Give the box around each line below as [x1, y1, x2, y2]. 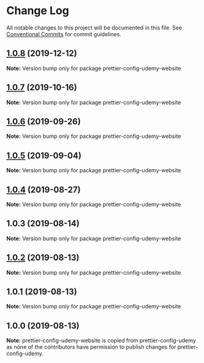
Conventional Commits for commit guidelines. [6, 30, 121, 37]
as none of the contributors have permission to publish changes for [6, 343, 176, 351]
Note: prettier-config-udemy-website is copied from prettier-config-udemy [6, 337, 196, 344]
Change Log [6, 4, 69, 18]
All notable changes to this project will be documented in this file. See [6, 24, 183, 31]
